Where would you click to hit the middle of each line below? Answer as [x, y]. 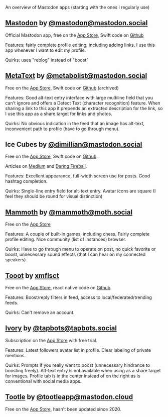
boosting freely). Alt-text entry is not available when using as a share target [83, 370]
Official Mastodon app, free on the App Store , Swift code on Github [74, 35]
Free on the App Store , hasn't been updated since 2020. [63, 409]
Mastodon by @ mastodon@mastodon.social [76, 23]
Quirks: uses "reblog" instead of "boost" [47, 60]
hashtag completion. [26, 181]
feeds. [12, 303]
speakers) [16, 260]
